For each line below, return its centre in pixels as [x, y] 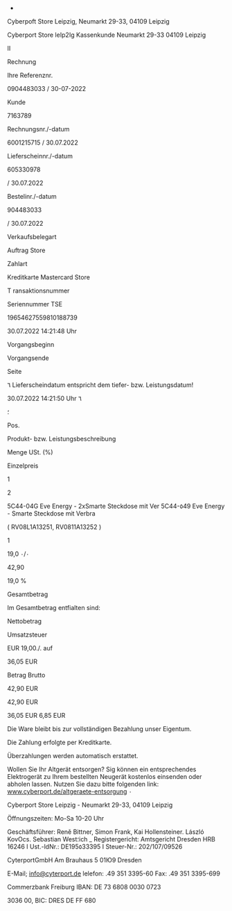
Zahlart [17, 264]
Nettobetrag [25, 621]
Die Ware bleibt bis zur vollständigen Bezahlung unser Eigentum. [99, 729]
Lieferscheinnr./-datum [40, 156]
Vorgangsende [28, 358]
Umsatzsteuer [27, 634]
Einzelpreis [23, 466]
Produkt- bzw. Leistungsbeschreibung [62, 439]
